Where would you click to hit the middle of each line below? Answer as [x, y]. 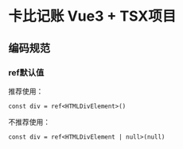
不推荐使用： [29, 122]
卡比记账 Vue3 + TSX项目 [92, 16]
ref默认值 [26, 72]
